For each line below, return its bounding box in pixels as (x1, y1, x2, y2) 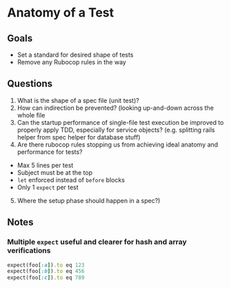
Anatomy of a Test (7, 5, 114, 21)
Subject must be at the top (17, 168, 93, 177)
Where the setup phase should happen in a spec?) (17, 196, 161, 204)
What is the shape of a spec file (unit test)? (17, 96, 139, 104)
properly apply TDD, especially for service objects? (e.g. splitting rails (17, 126, 215, 134)
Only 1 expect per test (17, 183, 79, 191)
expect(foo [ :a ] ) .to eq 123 (7, 261, 85, 269)
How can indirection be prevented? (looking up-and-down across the (17, 104, 214, 112)
